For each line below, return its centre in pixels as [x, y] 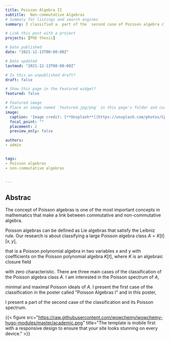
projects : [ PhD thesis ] [30, 38]
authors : [14, 140]
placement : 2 [24, 127]
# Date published [24, 47]
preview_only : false [31, 131]
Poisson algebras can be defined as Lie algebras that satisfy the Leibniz [80, 230]
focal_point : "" [27, 122]
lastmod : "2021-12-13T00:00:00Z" [40, 66]
